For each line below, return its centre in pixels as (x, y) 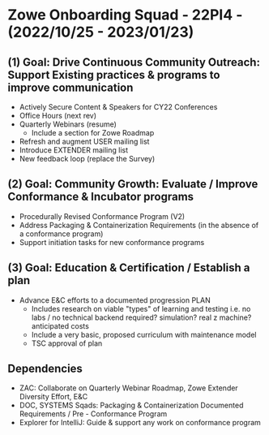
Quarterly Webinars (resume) (68, 124)
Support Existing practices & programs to (114, 75)
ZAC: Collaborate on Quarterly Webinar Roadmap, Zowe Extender (128, 388)
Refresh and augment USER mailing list (84, 141)
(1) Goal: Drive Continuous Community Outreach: (134, 62)
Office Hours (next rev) (58, 116)
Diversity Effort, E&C (53, 397)
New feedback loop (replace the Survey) (87, 159)
